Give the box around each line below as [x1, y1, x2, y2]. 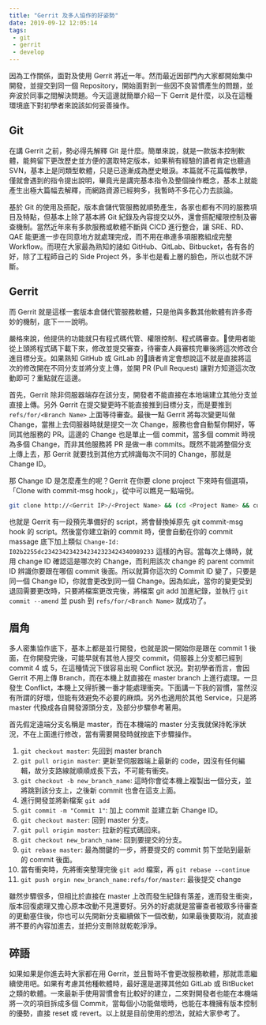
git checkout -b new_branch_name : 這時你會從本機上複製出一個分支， [20, 776, 245, 786]
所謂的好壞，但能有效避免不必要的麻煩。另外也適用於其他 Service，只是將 [15, 693, 257, 703]
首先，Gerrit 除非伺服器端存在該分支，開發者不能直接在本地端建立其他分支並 [9, 390, 258, 399]
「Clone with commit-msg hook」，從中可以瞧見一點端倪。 [9, 485, 199, 495]
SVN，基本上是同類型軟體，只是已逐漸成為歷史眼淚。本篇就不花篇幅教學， [9, 165, 252, 175]
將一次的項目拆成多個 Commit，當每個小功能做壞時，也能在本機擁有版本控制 [9, 999, 258, 1008]
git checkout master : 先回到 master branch [20, 746, 163, 756]
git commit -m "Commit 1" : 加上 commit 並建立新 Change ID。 [20, 805, 223, 815]
